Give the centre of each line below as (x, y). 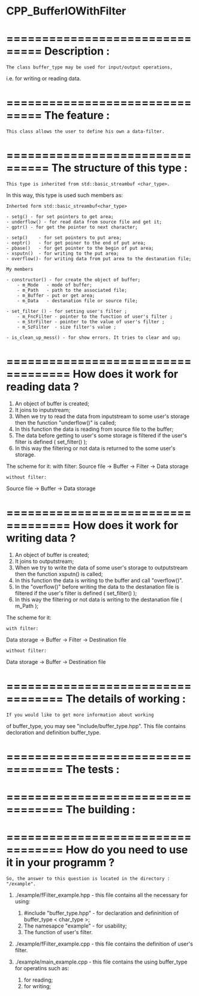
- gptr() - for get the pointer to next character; (72, 227)
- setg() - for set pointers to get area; (60, 217)
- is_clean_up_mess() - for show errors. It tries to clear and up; (94, 338)
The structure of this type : (119, 168)
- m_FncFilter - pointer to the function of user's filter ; (95, 317)
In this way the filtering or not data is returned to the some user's (95, 448)
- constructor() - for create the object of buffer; (73, 280)
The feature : (77, 116)
